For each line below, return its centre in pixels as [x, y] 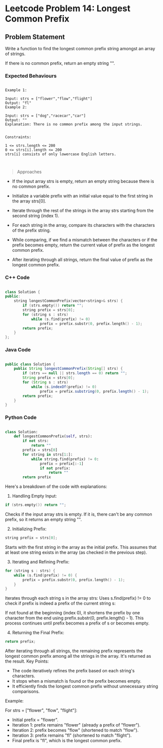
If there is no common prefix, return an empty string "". [60, 63]
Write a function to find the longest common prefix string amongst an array [80, 49]
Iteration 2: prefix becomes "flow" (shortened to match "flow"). [75, 730]
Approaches [29, 172]
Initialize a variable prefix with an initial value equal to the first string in [82, 196]
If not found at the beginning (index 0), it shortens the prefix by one [72, 613]
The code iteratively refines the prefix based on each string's [73, 671]
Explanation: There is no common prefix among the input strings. [74, 124]
